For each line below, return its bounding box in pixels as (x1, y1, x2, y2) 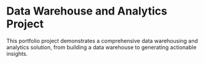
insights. (6, 50, 28, 57)
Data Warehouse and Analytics (6, 4, 167, 18)
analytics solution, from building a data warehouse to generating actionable (6, 44, 197, 51)
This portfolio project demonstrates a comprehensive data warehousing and (6, 37, 198, 44)
